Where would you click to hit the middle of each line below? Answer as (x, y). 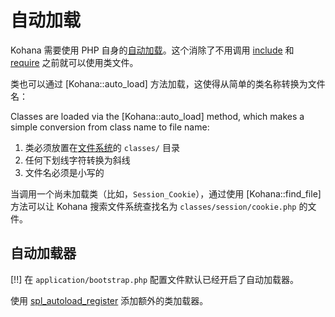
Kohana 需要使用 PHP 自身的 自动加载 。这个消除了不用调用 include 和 (152, 50)
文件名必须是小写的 (64, 172)
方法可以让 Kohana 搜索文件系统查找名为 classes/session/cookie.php (153, 206)
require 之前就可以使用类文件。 (74, 62)
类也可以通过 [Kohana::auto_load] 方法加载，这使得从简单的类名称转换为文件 (168, 83)
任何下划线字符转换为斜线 (77, 160)
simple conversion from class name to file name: (110, 127)
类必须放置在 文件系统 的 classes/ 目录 (102, 147)
